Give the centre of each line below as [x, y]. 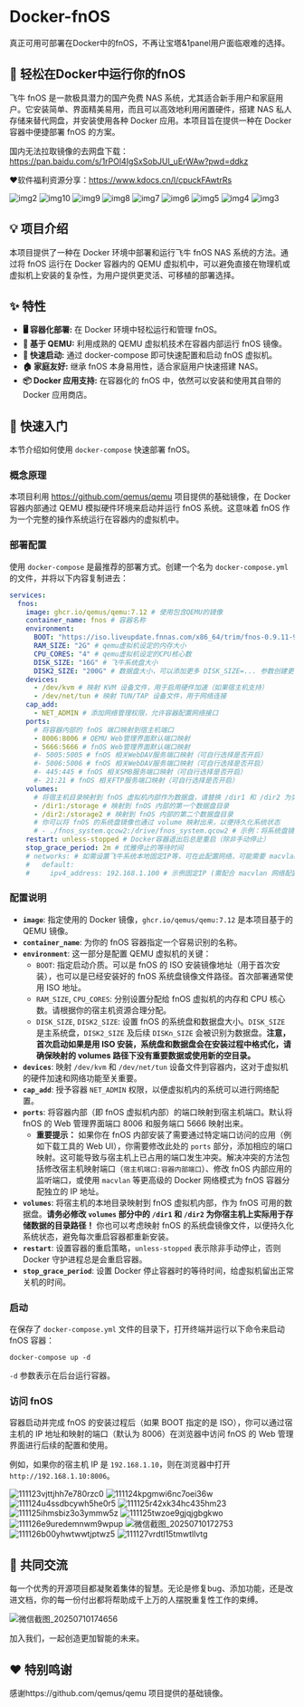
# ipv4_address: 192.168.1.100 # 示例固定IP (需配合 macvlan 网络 [155, 873]
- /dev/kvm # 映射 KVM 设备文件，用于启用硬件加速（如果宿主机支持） [151, 688]
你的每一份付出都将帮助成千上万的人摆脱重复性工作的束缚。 [152, 1600]
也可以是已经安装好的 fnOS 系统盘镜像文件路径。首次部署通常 [171, 976]
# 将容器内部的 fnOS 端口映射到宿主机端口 [104, 730]
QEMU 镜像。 [47, 931]
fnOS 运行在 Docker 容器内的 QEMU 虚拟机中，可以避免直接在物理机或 [159, 264]
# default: [50, 864]
